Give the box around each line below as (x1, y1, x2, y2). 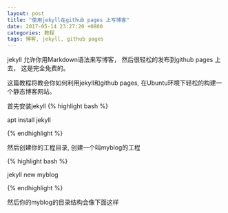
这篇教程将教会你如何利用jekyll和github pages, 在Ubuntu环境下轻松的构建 (7, 79, 216, 87)
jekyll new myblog (7, 170, 59, 179)
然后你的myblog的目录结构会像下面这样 (7, 198, 119, 207)
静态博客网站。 (12, 88, 56, 96)
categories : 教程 (7, 29, 55, 37)
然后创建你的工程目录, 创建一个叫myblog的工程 (7, 143, 141, 152)
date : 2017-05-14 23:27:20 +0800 (7, 23, 103, 30)
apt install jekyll (7, 116, 52, 124)
